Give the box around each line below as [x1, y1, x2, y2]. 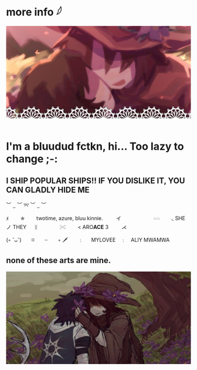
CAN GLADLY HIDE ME [6, 184, 90, 195]
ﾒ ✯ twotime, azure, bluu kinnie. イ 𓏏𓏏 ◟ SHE [6, 214, 186, 221]
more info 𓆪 [6, 5, 62, 19]
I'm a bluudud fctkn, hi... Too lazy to [6, 140, 184, 153]
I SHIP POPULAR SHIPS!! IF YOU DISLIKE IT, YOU [6, 176, 185, 186]
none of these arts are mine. [6, 255, 111, 265]
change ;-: [6, 152, 58, 166]
